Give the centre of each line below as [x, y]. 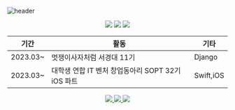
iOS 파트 [65, 81]
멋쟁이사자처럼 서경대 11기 [93, 57]
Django [206, 57]
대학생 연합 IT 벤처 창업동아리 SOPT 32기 [116, 70]
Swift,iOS [209, 75]
